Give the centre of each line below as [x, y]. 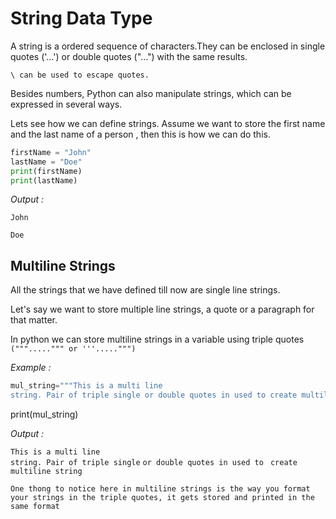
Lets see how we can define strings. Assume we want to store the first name [168, 123]
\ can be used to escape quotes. [80, 75]
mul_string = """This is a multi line [86, 386]
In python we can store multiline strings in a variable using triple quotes [157, 339]
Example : [31, 368]
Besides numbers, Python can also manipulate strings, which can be [151, 93]
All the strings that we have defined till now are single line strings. [145, 290]
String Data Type [81, 18]
